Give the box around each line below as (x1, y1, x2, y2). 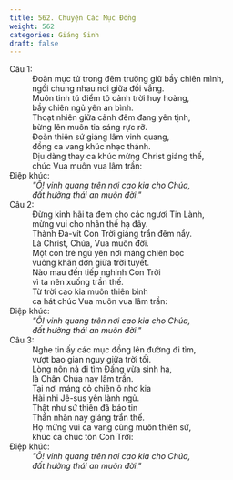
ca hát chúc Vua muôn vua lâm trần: (32, 296, 168, 307)
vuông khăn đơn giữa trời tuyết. (32, 257, 150, 269)
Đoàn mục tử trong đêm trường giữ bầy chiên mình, (32, 74, 225, 85)
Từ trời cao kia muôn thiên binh (32, 286, 148, 297)
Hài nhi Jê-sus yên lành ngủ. (32, 393, 139, 403)
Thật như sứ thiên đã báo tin (32, 403, 138, 414)
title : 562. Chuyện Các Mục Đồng (9, 13, 137, 23)
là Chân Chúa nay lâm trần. (32, 373, 134, 384)
